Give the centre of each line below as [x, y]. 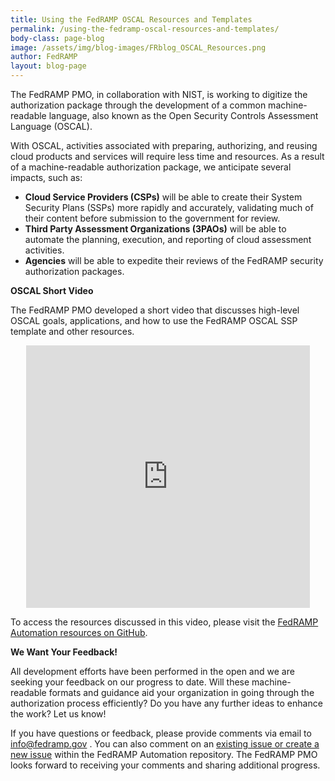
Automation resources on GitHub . [79, 632]
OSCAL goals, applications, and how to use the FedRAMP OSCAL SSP [154, 320]
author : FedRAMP [44, 57]
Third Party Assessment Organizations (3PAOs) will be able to [155, 229]
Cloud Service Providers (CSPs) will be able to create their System [163, 197]
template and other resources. [72, 331]
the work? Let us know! [58, 714]
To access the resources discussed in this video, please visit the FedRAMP [164, 622]
